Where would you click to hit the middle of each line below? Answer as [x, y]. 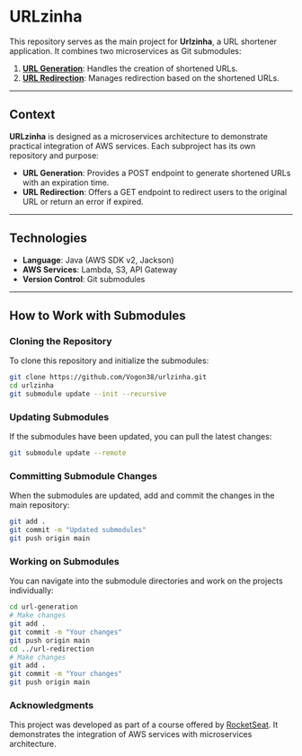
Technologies [49, 239]
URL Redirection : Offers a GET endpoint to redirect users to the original [155, 191]
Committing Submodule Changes [83, 476]
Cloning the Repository [61, 341]
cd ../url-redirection [52, 649]
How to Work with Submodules [98, 315]
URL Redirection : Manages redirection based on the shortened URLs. [151, 77]
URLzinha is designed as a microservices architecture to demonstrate [138, 136]
